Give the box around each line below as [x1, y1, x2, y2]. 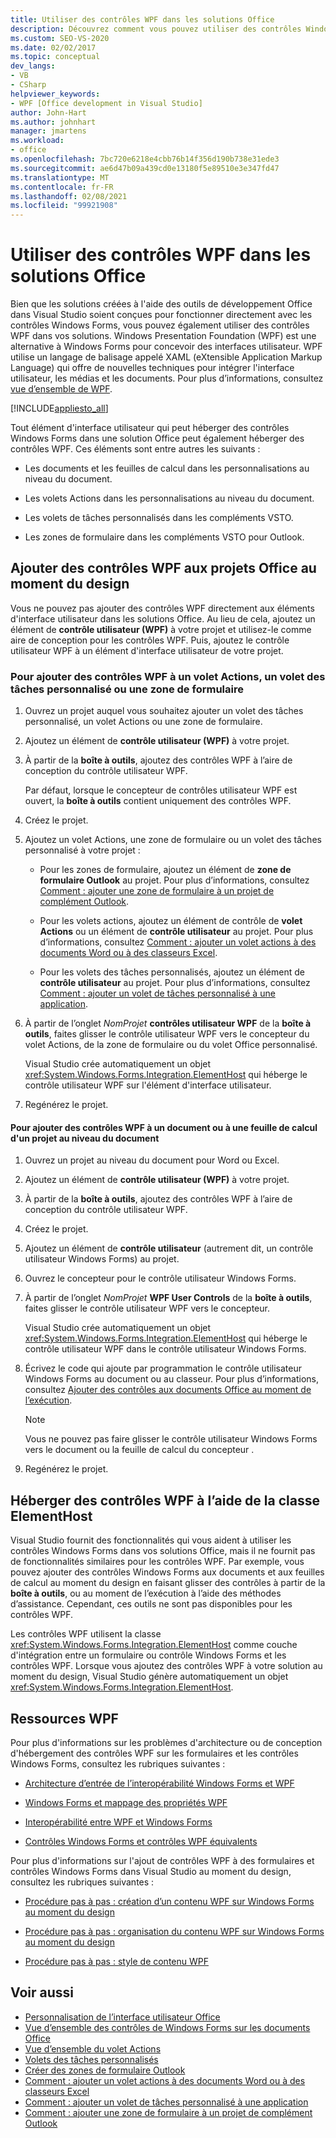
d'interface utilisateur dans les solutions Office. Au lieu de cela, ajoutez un [10, 612, 316, 625]
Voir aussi [10, 1984, 74, 2001]
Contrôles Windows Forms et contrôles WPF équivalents [24, 1836, 258, 1847]
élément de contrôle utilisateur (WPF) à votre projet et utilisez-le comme [10, 623, 312, 635]
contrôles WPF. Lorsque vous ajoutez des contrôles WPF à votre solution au [10, 1660, 323, 1672]
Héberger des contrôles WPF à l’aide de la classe [10, 1492, 320, 1509]
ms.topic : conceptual [10, 52, 101, 62]
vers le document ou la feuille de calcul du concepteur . [24, 1444, 255, 1456]
